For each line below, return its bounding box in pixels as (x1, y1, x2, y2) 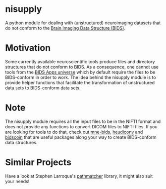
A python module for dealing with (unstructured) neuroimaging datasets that (5, 20, 161, 26)
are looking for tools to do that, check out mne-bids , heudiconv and (5, 129, 143, 135)
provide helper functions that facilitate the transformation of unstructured (5, 79, 155, 85)
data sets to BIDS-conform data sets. (5, 85, 81, 91)
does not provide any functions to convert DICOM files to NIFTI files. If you (5, 123, 158, 129)
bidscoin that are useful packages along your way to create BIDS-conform (5, 134, 157, 140)
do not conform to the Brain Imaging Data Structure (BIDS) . (5, 25, 125, 31)
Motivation (5, 42, 51, 54)
